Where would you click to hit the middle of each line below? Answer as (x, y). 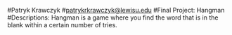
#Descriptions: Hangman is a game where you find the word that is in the (113, 17)
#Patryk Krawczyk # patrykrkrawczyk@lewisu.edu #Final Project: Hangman (116, 10)
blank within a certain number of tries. (62, 25)
